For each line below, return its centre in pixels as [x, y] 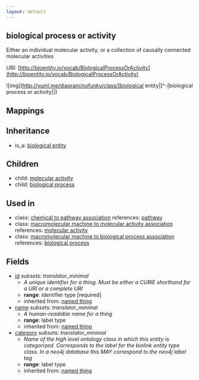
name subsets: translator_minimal [56, 307]
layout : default [26, 12]
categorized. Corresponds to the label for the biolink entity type [102, 346]
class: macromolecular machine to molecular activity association [94, 224]
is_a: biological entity [40, 145]
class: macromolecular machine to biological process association [94, 237]
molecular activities [30, 56]
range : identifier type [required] [63, 295]
